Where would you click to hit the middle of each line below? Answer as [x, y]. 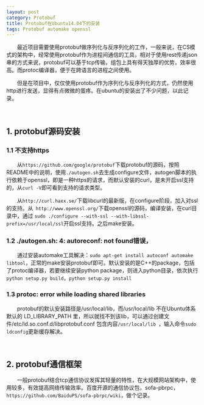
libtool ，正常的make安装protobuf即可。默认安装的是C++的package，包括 [100, 263]
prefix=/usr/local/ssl [35, 224]
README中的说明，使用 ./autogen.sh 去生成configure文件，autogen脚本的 [99, 172]
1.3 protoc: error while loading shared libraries [76, 294]
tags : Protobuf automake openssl [49, 29]
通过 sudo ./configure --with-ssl [65, 216]
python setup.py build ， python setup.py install [69, 278]
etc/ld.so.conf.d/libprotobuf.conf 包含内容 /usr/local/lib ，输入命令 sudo [105, 324]
